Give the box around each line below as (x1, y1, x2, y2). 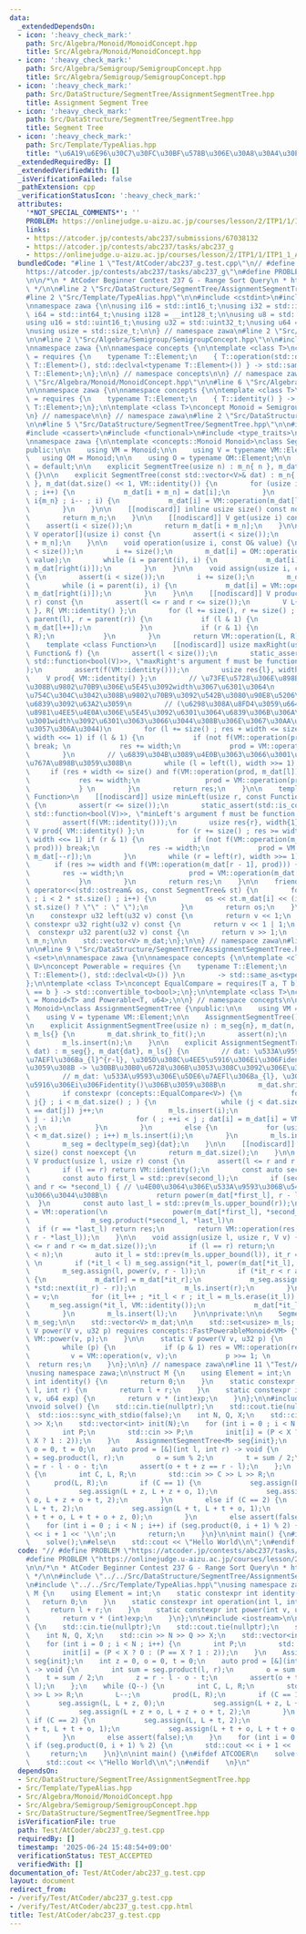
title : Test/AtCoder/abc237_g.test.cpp (9, 1910, 161, 1919)
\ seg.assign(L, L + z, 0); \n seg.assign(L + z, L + (25, 1699, 300, 1708)
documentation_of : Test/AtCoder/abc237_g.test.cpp (9, 1868, 206, 1878)
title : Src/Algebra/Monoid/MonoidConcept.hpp (25, 47, 202, 56)
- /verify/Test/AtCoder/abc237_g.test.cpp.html (9, 1902, 194, 1911)
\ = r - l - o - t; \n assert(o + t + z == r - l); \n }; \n (25, 1461, 291, 1471)
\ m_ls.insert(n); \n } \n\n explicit (25, 1038, 219, 1048)
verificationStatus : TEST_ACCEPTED (17, 1851, 153, 1860)
